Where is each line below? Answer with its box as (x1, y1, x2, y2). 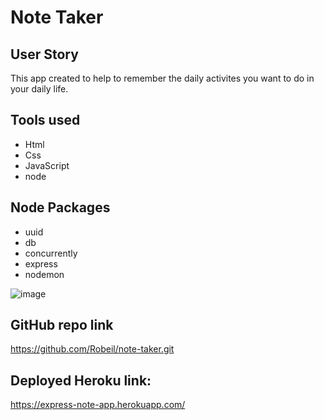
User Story (10, 46, 79, 63)
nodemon (24, 268, 65, 280)
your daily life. (10, 83, 69, 95)
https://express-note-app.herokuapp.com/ (10, 399, 186, 411)
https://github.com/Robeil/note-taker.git (10, 343, 175, 355)
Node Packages (10, 199, 111, 216)
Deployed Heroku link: (10, 372, 152, 389)
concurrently (24, 247, 78, 259)
